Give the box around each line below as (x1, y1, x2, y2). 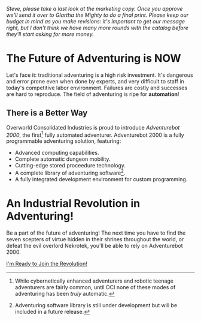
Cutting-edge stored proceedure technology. (14, 162, 126, 169)
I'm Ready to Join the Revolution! (6, 260, 88, 267)
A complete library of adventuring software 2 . (14, 168, 126, 176)
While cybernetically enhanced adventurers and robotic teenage (14, 277, 173, 284)
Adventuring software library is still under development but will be (14, 302, 178, 308)
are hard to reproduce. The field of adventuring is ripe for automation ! (6, 90, 179, 98)
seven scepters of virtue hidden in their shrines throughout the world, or (6, 236, 184, 242)
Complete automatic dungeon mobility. (14, 155, 111, 163)
